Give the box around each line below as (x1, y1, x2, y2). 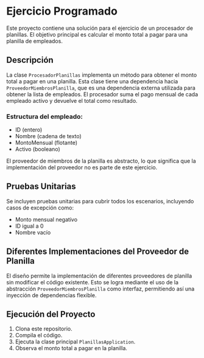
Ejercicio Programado (6, 4, 118, 18)
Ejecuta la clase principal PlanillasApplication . (15, 338, 136, 345)
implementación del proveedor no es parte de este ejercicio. (6, 164, 158, 171)
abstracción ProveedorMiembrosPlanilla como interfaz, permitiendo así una (6, 285, 195, 292)
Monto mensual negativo (15, 216, 78, 223)
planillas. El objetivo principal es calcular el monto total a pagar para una (6, 30, 188, 38)
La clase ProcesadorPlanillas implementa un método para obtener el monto (6, 71, 197, 79)
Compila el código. (15, 332, 63, 339)
